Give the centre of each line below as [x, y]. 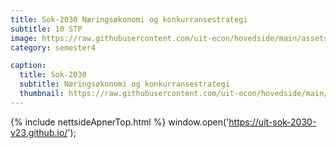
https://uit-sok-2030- [272, 122]
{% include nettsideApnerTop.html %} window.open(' [120, 122]
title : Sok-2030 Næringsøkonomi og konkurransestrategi [129, 19]
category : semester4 [53, 47]
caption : [28, 66]
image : [24, 38]
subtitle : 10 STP [46, 29]
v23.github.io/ [39, 132]
